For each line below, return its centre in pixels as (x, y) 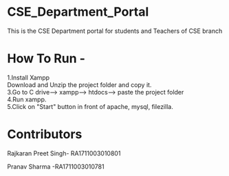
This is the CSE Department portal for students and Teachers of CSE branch (115, 31)
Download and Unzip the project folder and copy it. (79, 85)
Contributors (45, 135)
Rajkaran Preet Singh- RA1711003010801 (64, 153)
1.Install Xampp (29, 77)
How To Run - (46, 59)
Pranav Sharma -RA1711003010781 (56, 166)
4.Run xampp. (27, 99)
